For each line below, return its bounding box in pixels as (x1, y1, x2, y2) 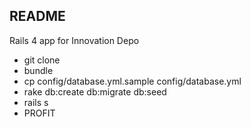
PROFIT (23, 107, 56, 119)
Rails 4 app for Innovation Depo (9, 34, 140, 46)
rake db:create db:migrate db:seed (23, 85, 167, 98)
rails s (23, 96, 49, 108)
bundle (23, 64, 54, 76)
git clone (23, 54, 61, 66)
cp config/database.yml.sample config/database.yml (23, 75, 242, 87)
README (9, 8, 66, 25)
